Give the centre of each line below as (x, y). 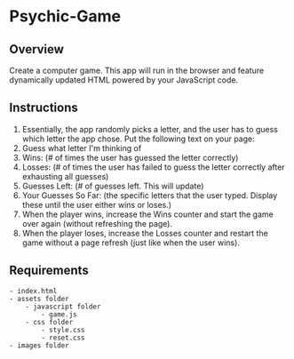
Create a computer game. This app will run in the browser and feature (137, 70)
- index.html (33, 291)
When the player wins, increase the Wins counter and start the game (147, 214)
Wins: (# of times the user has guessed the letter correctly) (130, 157)
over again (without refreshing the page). (97, 223)
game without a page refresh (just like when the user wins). (131, 243)
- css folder (49, 322)
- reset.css (64, 338)
